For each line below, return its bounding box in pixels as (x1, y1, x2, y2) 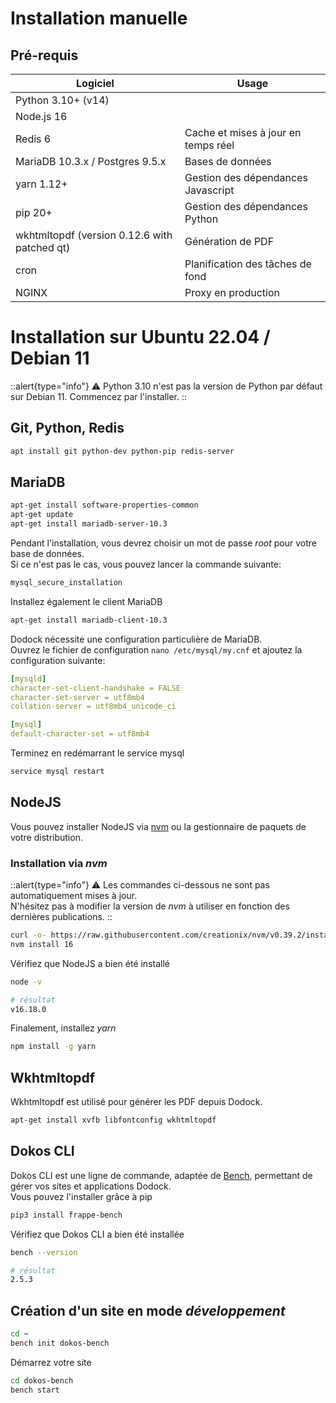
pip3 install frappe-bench (10, 1210, 123, 1220)
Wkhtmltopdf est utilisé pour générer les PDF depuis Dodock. (10, 1096, 263, 1108)
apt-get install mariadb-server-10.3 (10, 519, 168, 529)
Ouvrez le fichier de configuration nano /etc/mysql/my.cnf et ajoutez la (10, 643, 303, 656)
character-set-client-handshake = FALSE (10, 683, 182, 693)
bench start (10, 1385, 60, 1395)
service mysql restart (10, 767, 105, 777)
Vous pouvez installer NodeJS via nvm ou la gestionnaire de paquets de (10, 820, 307, 832)
